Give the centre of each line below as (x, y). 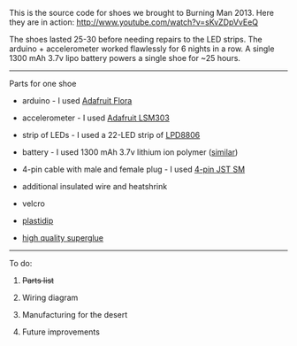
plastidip (38, 221)
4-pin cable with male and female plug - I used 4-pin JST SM (133, 169)
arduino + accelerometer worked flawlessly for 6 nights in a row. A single (142, 49)
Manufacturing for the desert (75, 315)
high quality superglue (63, 238)
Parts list (38, 281)
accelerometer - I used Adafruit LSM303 (95, 118)
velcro (34, 204)
